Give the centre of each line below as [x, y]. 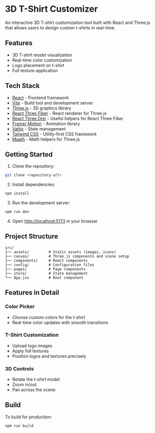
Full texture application [35, 70]
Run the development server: [41, 203]
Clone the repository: [33, 166]
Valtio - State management [39, 129]
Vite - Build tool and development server [52, 103]
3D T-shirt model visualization [42, 55]
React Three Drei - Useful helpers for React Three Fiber [68, 118]
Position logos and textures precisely [49, 356]
